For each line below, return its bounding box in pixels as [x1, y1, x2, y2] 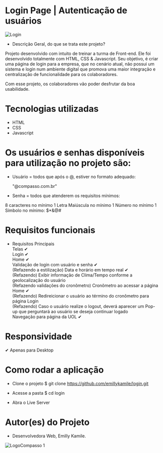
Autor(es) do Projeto [5, 417, 90, 428]
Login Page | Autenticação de [5, 5, 127, 16]
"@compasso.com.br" [12, 183, 57, 189]
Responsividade [5, 331, 72, 342]
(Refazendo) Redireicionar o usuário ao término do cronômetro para [12, 293, 149, 299]
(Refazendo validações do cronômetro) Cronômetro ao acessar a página [12, 282, 158, 288]
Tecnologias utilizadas [5, 103, 99, 115]
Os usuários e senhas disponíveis [5, 147, 145, 158]
